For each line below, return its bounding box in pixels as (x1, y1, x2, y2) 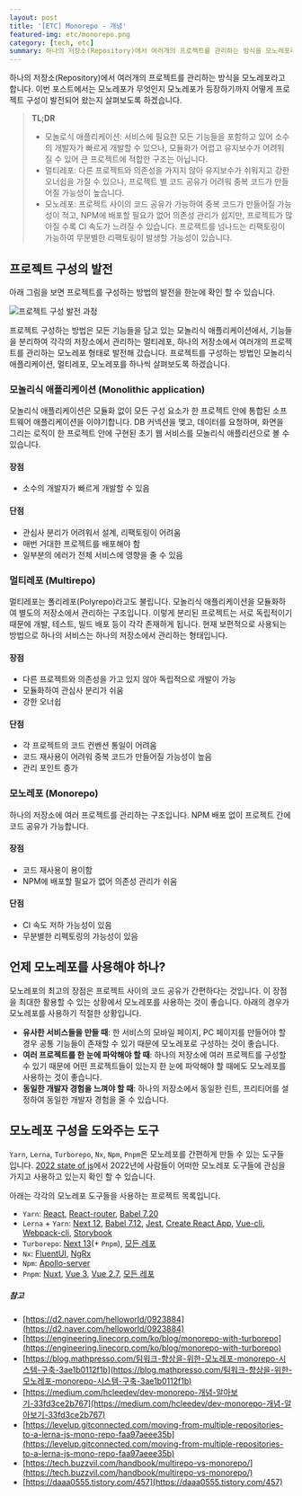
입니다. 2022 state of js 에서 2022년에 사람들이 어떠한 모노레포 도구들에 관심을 (9, 1160, 286, 1171)
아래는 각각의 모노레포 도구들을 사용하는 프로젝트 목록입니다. (9, 1190, 221, 1200)
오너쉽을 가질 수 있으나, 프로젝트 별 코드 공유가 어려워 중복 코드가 (44, 176, 272, 187)
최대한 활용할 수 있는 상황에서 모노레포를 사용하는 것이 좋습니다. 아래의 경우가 (18, 996, 290, 1007)
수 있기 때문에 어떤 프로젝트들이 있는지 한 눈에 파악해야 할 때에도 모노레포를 (22, 1060, 287, 1071)
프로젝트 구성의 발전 (9, 261, 113, 277)
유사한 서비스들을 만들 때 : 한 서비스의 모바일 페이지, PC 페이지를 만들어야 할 (22, 1026, 286, 1038)
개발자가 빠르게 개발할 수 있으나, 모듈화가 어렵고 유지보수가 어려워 (54, 143, 285, 154)
